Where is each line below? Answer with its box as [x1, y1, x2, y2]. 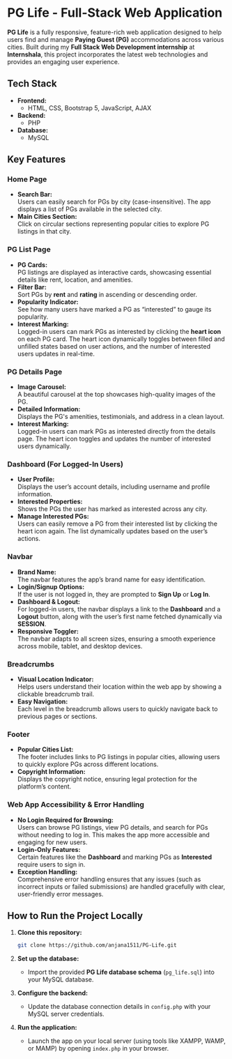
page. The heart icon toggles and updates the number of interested [17, 434, 211, 443]
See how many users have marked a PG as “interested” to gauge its [17, 305, 212, 313]
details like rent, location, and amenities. [17, 275, 133, 284]
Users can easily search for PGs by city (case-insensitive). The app [17, 197, 211, 206]
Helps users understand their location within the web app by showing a [17, 682, 222, 691]
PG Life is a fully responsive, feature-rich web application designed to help [7, 28, 222, 36]
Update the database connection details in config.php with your [27, 1003, 211, 1011]
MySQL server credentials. [27, 1010, 105, 1019]
